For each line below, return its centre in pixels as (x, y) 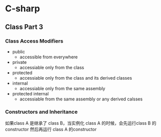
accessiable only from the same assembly (62, 88)
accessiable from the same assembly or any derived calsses (81, 99)
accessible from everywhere (49, 57)
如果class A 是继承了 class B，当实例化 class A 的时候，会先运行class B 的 (81, 123)
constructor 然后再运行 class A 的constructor (51, 130)
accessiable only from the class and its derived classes (76, 78)
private (20, 62)
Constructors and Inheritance (41, 112)
